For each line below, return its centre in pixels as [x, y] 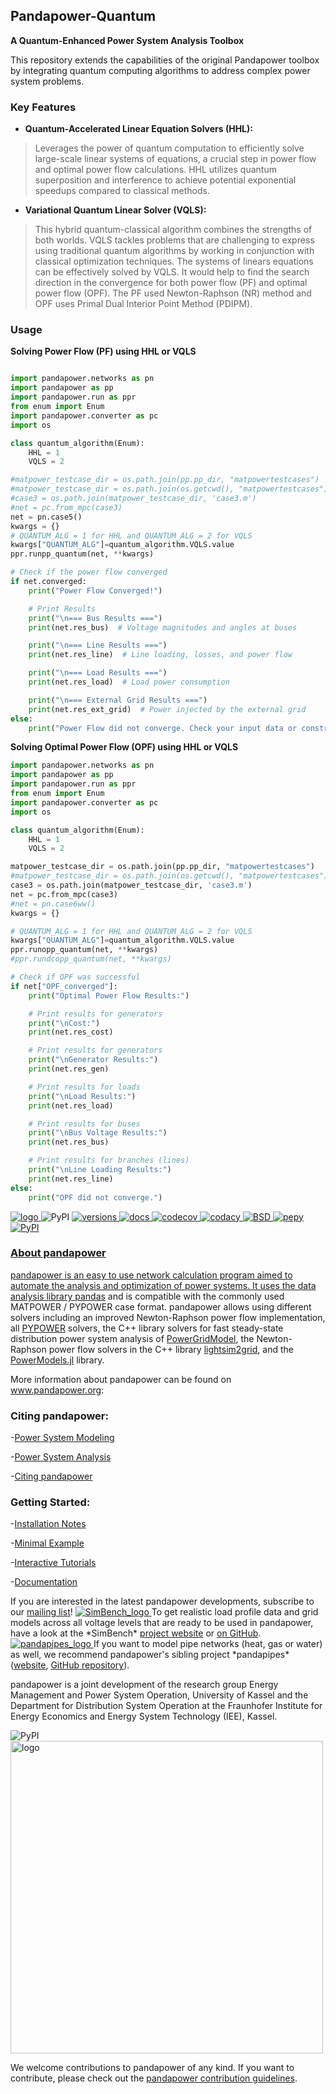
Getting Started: [50, 1502]
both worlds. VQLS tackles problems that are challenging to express [174, 240]
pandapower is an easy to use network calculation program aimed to [151, 1275]
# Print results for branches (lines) [109, 1160]
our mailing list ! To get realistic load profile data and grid [164, 1612]
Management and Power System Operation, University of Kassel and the [159, 1695]
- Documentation [44, 1582]
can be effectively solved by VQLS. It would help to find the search [172, 272]
